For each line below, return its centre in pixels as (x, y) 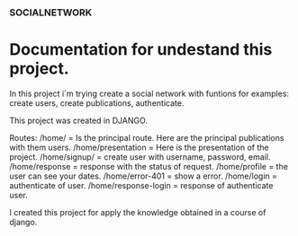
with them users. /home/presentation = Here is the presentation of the (139, 147)
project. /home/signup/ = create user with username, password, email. (140, 157)
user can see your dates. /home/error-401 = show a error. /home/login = (143, 176)
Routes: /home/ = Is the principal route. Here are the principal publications (147, 137)
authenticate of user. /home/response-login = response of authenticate (141, 185)
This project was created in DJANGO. (79, 120)
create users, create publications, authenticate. (97, 103)
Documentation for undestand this (141, 50)
